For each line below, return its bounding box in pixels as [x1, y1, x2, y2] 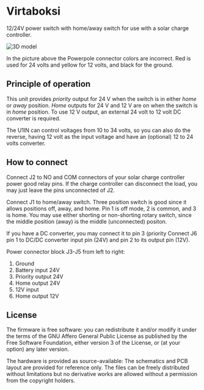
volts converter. [6, 139, 46, 147]
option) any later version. [6, 345, 69, 353]
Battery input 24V [15, 266, 60, 273]
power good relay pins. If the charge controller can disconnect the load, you [6, 180, 198, 187]
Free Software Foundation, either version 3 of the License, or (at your [6, 339, 181, 347]
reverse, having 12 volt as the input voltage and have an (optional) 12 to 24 [6, 133, 194, 140]
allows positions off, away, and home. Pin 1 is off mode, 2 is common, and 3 [6, 205, 197, 212]
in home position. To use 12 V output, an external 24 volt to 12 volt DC [6, 108, 181, 116]
